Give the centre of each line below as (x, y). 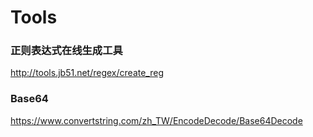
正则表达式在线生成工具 (66, 51)
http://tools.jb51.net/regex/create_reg (87, 73)
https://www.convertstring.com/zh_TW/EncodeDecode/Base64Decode (156, 120)
